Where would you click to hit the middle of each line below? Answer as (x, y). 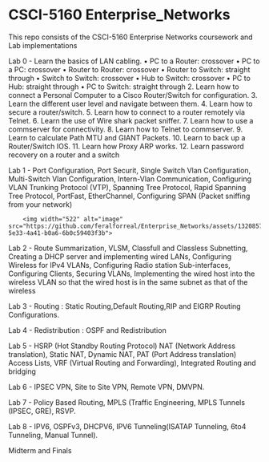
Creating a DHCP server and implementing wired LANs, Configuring (120, 256)
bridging (22, 371)
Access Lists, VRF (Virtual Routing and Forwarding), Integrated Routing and (132, 363)
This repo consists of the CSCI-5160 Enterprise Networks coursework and (131, 37)
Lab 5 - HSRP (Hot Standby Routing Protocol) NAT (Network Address (122, 346)
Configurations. (34, 314)
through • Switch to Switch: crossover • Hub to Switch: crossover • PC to (129, 78)
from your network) (40, 204)
